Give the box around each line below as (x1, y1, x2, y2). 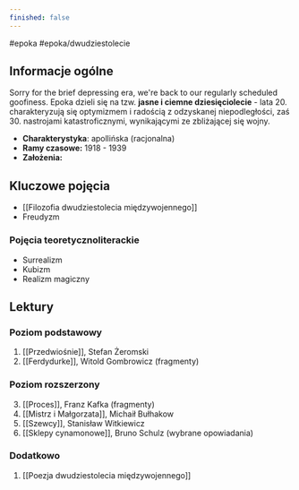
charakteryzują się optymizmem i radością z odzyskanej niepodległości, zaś (9, 107, 290, 117)
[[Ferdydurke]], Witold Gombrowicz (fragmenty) (21, 356, 200, 367)
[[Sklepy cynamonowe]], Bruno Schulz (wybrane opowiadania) (21, 427, 253, 438)
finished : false (9, 13, 70, 22)
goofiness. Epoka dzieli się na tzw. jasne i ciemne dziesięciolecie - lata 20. (9, 97, 288, 107)
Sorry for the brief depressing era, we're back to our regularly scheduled (9, 87, 278, 99)
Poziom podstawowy (9, 326, 103, 339)
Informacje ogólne (9, 64, 114, 79)
